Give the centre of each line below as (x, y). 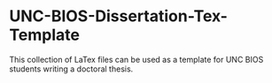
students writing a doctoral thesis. (71, 69)
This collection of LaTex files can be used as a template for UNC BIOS (136, 59)
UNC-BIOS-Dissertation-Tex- (119, 16)
